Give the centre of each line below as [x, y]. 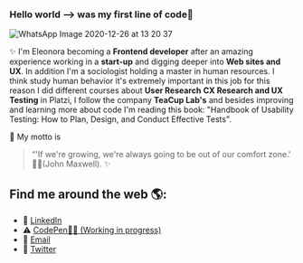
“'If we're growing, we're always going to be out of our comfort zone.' [161, 155]
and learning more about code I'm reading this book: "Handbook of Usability [151, 110]
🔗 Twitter [39, 249]
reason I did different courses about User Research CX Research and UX [146, 90]
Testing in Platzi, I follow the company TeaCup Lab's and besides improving [151, 100]
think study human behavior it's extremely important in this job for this [140, 81]
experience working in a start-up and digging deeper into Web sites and [145, 61]
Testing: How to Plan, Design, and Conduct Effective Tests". [121, 119]
